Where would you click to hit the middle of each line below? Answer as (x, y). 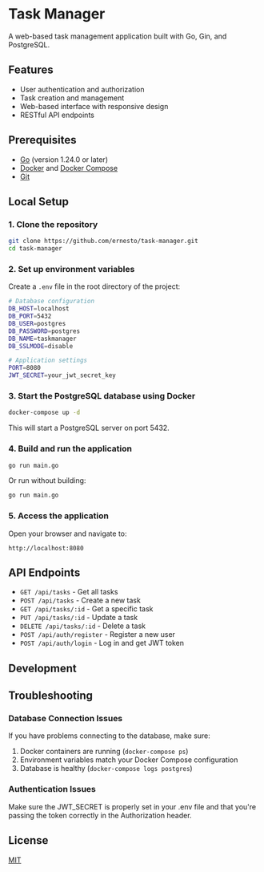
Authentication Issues (52, 789)
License (28, 840)
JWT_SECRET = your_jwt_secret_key (62, 375)
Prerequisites (42, 140)
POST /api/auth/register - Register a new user (98, 635)
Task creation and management (72, 98)
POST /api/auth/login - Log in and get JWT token (102, 643)
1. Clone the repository (53, 224)
